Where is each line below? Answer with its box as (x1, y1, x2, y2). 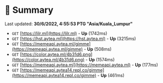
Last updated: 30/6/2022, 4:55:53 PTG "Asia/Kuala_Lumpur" (4, 21, 133, 27)
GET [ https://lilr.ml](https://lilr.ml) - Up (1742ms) (11, 30, 108, 36)
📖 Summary (4, 4, 54, 16)
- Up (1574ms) (85, 56, 115, 62)
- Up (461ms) (97, 72, 125, 78)
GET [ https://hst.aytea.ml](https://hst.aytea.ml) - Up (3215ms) (11, 36, 136, 41)
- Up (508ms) (83, 46, 112, 52)
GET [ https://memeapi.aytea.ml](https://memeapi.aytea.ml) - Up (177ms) (11, 62, 158, 68)
